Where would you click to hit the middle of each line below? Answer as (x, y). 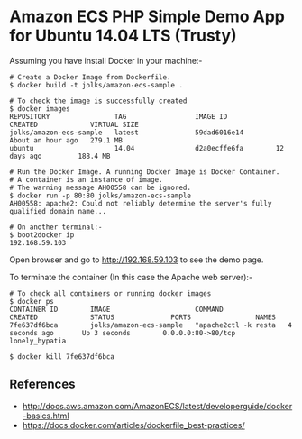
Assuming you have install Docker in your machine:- (106, 60)
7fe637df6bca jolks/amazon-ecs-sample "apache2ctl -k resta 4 (151, 325)
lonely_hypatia (38, 341)
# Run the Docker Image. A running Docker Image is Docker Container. (145, 172)
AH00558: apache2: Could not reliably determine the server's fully (141, 203)
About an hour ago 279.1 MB (66, 140)
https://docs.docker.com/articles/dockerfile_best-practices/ (133, 425)
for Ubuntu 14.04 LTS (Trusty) (123, 36)
